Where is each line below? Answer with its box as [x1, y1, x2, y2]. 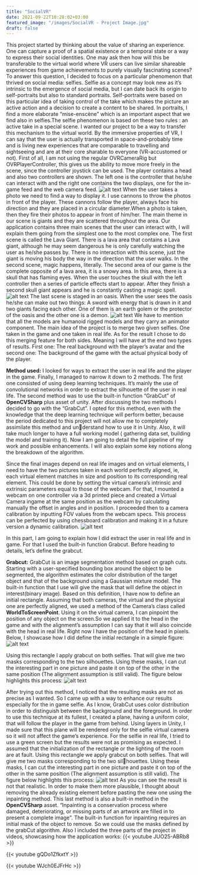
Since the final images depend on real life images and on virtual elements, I [6, 460, 189, 467]
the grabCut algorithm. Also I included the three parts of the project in [6, 826, 176, 834]
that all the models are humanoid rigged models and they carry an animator [6, 318, 190, 325]
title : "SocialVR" [6, 8, 51, 15]
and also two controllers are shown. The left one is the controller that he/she [6, 173, 192, 180]
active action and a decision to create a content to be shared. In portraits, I [6, 104, 188, 111]
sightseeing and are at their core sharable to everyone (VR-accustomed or [6, 148, 187, 156]
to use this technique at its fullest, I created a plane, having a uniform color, [6, 713, 189, 721]
